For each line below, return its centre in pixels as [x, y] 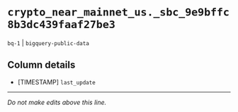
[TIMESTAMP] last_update [56, 82]
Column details [41, 65]
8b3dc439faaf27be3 [61, 25]
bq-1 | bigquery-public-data [49, 43]
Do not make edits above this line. [57, 102]
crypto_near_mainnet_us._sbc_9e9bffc [119, 12]
